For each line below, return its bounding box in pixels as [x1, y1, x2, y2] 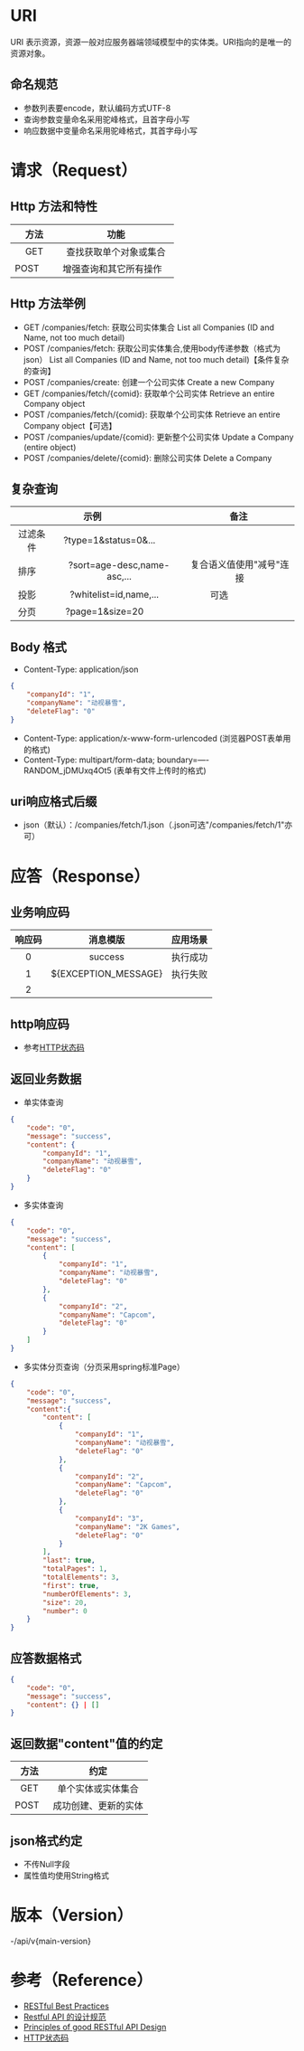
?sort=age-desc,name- [68, 559, 170, 572]
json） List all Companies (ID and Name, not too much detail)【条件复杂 [23, 354, 290, 364]
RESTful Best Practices [23, 2000, 109, 2011]
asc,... [106, 571, 132, 583]
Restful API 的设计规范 [23, 2011, 106, 2022]
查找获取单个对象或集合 [66, 245, 166, 258]
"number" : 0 [42, 1606, 88, 1615]
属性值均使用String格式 [23, 1869, 110, 1881]
